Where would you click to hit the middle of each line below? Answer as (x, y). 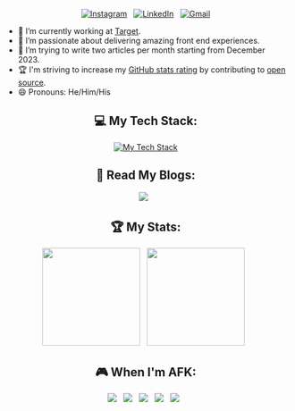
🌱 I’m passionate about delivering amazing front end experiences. (139, 41)
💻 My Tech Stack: (146, 121)
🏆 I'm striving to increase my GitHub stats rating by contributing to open (152, 70)
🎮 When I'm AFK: (146, 372)
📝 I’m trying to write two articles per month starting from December (141, 50)
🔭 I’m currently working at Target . (79, 31)
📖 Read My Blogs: (146, 176)
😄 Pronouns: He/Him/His (64, 92)
